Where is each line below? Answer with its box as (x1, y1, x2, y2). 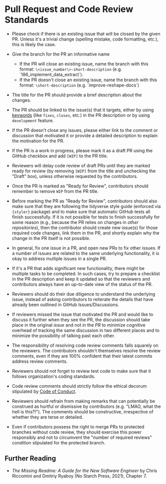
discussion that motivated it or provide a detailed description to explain (11, 132, 158, 138)
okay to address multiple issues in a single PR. (11, 256, 107, 262)
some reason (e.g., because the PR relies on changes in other (11, 219, 139, 225)
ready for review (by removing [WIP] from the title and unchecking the (11, 168, 156, 174)
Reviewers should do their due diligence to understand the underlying (11, 291, 156, 297)
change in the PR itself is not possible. (11, 235, 91, 241)
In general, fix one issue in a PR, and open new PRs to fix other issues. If (11, 245, 161, 251)
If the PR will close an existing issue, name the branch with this (19, 61, 149, 67)
